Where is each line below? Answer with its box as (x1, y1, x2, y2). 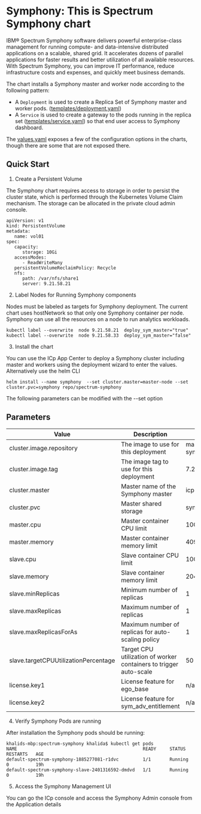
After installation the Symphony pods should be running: (6, 729, 145, 736)
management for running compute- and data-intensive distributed (6, 43, 169, 50)
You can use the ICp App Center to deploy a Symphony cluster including (6, 354, 185, 361)
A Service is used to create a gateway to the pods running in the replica (14, 111, 191, 118)
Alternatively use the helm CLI (6, 367, 81, 375)
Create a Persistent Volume (14, 175, 83, 182)
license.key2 (9, 698, 45, 707)
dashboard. (14, 124, 44, 131)
